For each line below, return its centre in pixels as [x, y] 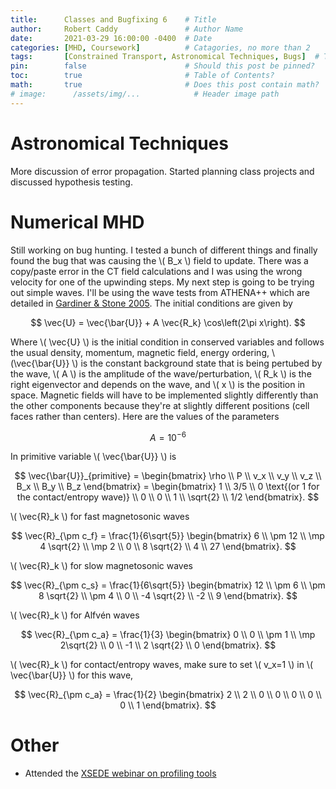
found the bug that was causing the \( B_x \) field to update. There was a [159, 260]
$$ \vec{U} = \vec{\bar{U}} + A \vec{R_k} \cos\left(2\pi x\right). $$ [168, 322]
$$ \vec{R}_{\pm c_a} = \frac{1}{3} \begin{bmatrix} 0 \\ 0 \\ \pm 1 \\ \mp [168, 635]
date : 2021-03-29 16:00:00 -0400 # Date [111, 38]
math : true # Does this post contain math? [165, 85]
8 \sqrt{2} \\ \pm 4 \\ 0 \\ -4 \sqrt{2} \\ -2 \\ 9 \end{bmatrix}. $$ [168, 596]
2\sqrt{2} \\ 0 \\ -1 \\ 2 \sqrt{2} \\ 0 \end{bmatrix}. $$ [168, 645]
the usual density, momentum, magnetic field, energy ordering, [140, 352]
